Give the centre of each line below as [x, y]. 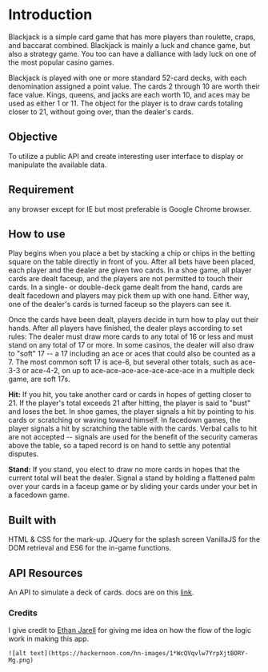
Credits [23, 613]
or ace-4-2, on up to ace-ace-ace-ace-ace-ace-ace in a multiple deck [138, 371]
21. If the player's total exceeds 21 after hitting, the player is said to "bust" [129, 403]
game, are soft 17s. [39, 379]
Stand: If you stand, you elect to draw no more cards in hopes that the [124, 470]
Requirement [41, 190]
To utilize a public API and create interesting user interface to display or [126, 156]
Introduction [50, 15]
